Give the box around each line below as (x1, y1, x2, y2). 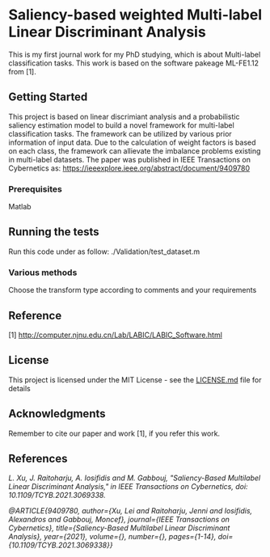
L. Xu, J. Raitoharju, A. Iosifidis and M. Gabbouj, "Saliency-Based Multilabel (8, 473, 261, 483)
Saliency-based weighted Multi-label (8, 6, 263, 24)
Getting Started (8, 91, 88, 104)
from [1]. (8, 66, 36, 76)
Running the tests (8, 225, 99, 239)
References (8, 451, 68, 466)
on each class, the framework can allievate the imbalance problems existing (8, 146, 261, 155)
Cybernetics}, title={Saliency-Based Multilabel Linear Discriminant (8, 523, 230, 533)
